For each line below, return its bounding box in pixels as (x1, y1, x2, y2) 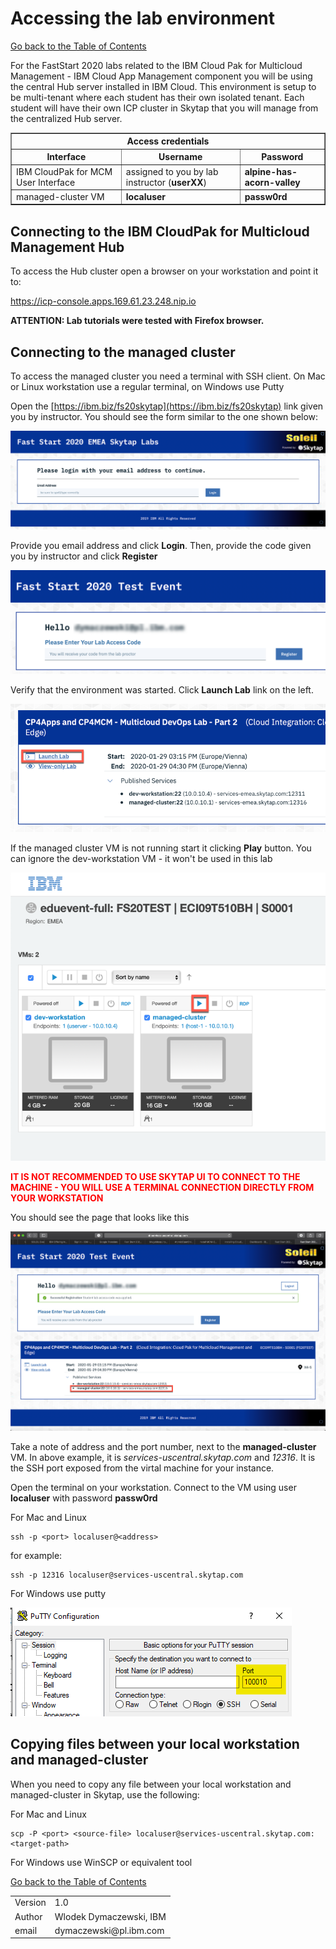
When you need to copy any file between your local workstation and (10, 1778, 292, 1790)
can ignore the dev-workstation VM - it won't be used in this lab (10, 853, 273, 865)
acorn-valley (244, 176, 301, 188)
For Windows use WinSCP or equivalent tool (10, 1856, 193, 1868)
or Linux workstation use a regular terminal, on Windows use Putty (10, 381, 285, 393)
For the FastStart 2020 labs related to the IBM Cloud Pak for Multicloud (10, 59, 303, 71)
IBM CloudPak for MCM (16, 165, 113, 177)
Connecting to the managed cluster (10, 343, 236, 361)
